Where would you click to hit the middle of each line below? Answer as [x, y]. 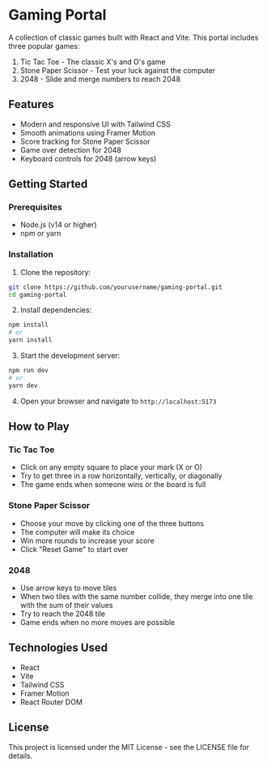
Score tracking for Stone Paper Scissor [85, 141]
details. [21, 756]
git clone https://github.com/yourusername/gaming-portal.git [115, 287]
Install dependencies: [56, 310]
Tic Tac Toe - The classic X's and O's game [93, 62]
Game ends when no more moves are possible [97, 623]
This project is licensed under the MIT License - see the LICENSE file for [129, 747]
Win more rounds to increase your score [87, 541]
